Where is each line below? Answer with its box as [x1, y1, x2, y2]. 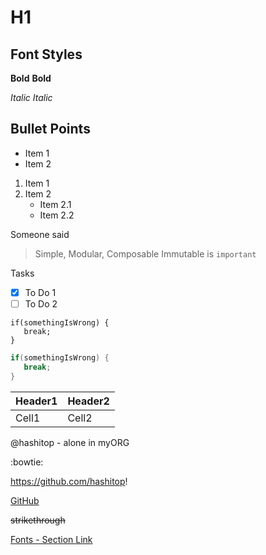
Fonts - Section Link [10, 533, 93, 545]
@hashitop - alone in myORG [10, 436, 130, 448]
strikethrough [10, 514, 66, 526]
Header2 [67, 394, 110, 408]
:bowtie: [10, 456, 44, 468]
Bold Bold [10, 72, 52, 84]
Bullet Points [10, 121, 91, 138]
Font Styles [10, 46, 83, 63]
